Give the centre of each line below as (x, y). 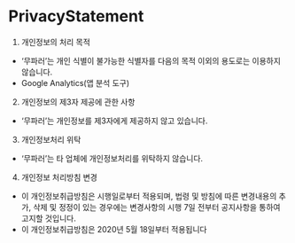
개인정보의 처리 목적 (55, 42)
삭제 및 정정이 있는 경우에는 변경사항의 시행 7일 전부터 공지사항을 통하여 (157, 207)
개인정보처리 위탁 (51, 139)
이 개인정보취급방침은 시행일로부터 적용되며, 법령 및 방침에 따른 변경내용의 (149, 196)
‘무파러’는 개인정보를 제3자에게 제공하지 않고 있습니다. (114, 121)
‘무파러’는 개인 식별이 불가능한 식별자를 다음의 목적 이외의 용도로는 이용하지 (151, 60)
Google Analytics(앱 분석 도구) (75, 82)
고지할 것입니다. (48, 218)
